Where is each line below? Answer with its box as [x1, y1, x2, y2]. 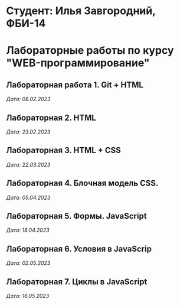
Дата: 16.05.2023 [6, 293, 50, 300]
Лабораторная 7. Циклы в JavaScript [6, 277, 148, 287]
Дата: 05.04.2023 [6, 194, 51, 201]
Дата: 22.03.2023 [6, 161, 51, 168]
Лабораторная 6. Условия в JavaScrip [6, 244, 152, 254]
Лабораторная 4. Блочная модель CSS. [6, 179, 159, 189]
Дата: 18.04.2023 [6, 226, 50, 234]
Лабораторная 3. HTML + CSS [6, 145, 121, 155]
